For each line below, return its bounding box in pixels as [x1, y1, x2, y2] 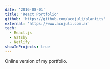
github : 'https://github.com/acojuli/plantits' [5, 16, 106, 21]
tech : [5, 26, 16, 31]
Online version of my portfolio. [5, 58, 67, 64]
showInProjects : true [5, 44, 50, 49]
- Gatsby [9, 35, 28, 40]
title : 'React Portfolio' [5, 12, 59, 17]
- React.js [9, 30, 32, 35]
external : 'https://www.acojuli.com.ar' [5, 21, 91, 26]
